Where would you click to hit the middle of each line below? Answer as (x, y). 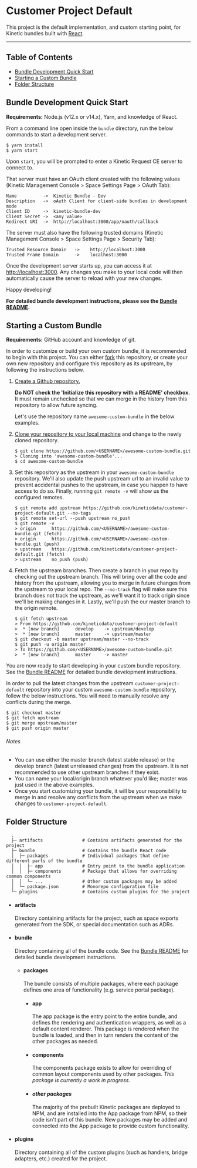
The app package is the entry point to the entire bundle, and (105, 1016)
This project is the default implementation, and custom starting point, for (94, 27)
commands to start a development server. (57, 134)
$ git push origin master (38, 728)
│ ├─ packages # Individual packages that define (90, 856)
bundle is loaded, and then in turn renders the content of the (105, 1035)
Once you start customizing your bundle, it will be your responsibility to (101, 791)
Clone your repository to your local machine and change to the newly (98, 434)
